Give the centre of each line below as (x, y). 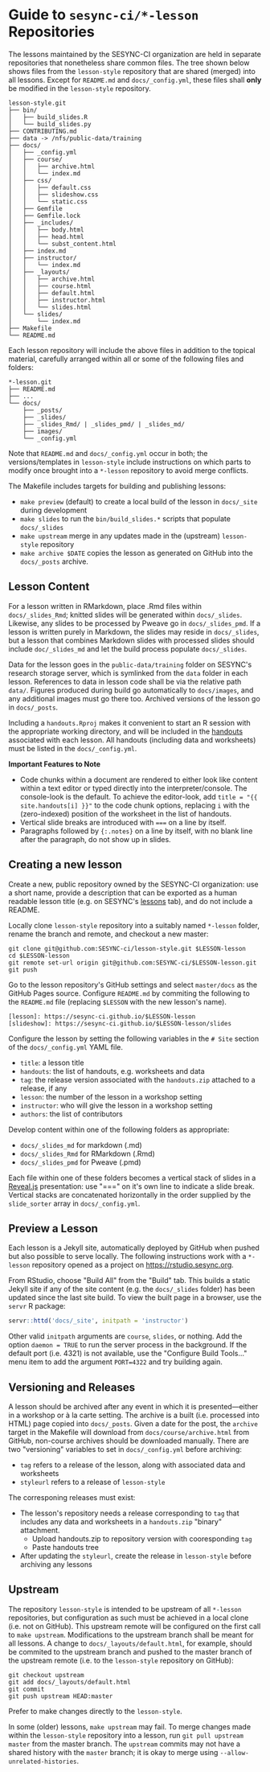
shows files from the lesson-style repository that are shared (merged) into (132, 71)
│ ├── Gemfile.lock (45, 216)
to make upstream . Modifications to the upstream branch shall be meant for (131, 1634)
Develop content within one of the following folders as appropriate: (119, 1129)
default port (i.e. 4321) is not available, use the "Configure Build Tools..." (128, 1354)
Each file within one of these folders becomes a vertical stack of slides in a (132, 1178)
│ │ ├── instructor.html (57, 300)
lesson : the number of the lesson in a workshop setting (111, 1096)
